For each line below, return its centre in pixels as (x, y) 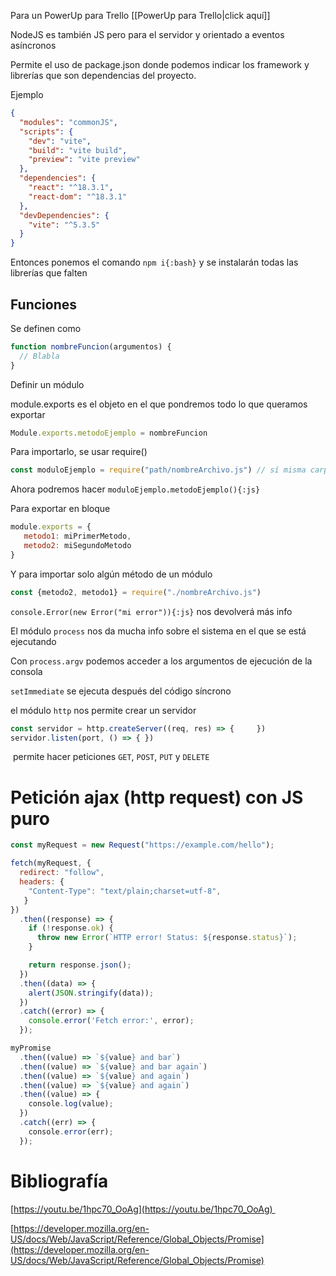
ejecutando (33, 641)
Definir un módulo (47, 384)
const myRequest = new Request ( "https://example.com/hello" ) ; (142, 845)
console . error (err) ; (71, 1131)
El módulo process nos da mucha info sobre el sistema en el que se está (158, 631)
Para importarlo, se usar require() (79, 452)
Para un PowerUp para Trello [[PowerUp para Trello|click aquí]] (140, 15)
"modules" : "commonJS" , (68, 122)
